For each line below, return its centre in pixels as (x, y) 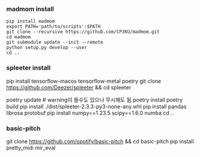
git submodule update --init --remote (55, 43)
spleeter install (29, 68)
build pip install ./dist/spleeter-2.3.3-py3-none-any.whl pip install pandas (96, 106)
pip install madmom (31, 22)
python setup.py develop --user (47, 48)
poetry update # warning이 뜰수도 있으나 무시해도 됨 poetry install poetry (95, 99)
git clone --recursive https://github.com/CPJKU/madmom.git (83, 32)
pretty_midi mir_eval (31, 147)
